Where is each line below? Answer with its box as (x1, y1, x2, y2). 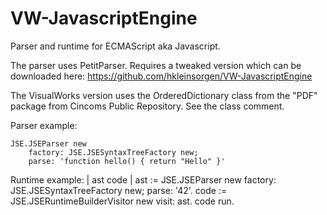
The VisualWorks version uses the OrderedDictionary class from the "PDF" (10, 89, 318, 101)
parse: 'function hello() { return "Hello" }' (28, 156, 226, 166)
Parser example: (10, 119, 78, 131)
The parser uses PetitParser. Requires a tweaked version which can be (10, 59, 302, 71)
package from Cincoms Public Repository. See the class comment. (10, 100, 285, 112)
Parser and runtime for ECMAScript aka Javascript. (10, 40, 221, 52)
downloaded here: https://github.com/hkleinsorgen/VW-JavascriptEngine (10, 70, 313, 82)
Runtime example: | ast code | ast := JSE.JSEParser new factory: (10, 173, 277, 186)
